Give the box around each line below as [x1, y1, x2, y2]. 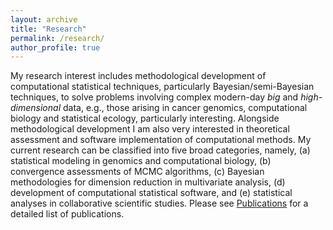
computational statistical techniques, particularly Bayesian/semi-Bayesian [10, 81, 315, 93]
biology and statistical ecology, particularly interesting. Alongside [10, 112, 280, 125]
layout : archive [10, 14, 78, 25]
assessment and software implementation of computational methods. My [10, 134, 312, 146]
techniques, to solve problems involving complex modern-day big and [10, 91, 299, 103]
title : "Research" [10, 24, 87, 34]
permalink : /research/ [10, 33, 105, 43]
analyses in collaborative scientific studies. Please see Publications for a [10, 197, 309, 210]
